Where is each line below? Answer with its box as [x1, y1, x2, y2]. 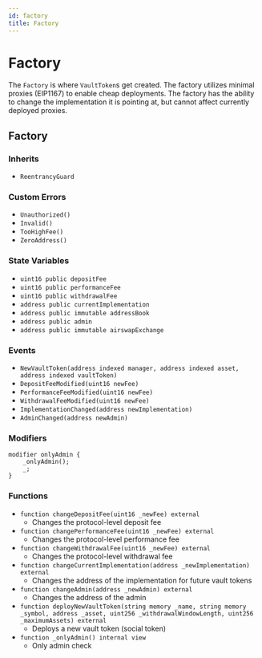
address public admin [19, 318, 92, 326]
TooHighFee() [19, 228, 64, 237]
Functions [8, 490, 48, 502]
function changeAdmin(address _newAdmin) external [19, 585, 193, 594]
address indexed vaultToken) [19, 372, 118, 380]
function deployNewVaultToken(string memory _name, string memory [19, 603, 247, 611]
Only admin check [31, 640, 92, 650]
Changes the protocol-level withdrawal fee [31, 551, 173, 561]
